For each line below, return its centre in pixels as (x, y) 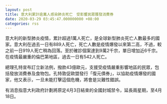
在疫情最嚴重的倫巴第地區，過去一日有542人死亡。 (57, 57)
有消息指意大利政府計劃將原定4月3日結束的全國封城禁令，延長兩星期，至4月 (83, 90)
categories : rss (22, 24)
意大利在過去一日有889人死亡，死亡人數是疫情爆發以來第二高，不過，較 (88, 45)
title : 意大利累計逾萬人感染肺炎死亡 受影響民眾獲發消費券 (59, 14)
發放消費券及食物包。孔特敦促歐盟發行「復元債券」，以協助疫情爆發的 (80, 74)
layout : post (19, 10)
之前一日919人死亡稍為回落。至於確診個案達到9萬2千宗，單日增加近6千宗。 (83, 51)
